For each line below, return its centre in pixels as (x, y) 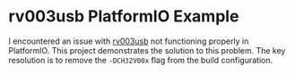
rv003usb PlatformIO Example (124, 16)
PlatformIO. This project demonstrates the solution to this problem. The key (147, 50)
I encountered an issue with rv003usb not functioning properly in (129, 41)
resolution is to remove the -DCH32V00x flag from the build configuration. (141, 60)
